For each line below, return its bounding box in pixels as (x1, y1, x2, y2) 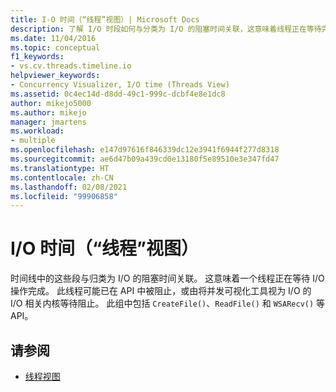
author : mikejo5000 (10, 98, 92, 108)
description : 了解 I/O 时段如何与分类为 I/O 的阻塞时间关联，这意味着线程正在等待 (10, 24, 322, 34)
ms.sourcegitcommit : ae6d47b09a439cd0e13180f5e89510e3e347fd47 (10, 154, 280, 164)
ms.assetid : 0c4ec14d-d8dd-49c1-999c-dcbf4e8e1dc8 (10, 89, 226, 99)
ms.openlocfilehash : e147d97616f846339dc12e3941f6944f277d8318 (10, 145, 280, 155)
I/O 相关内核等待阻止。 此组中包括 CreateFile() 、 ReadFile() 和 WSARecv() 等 (10, 297, 326, 310)
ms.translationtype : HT (10, 163, 110, 173)
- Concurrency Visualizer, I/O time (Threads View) (10, 80, 230, 90)
